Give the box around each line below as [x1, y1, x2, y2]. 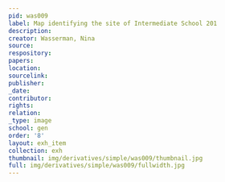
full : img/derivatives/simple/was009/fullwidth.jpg [8, 162, 185, 170]
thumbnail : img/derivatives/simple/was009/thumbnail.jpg [8, 154, 203, 162]
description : [8, 27, 52, 35]
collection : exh [8, 147, 63, 155]
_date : [8, 86, 31, 95]
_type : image [8, 117, 52, 125]
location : [8, 64, 42, 72]
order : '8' [8, 131, 45, 139]
